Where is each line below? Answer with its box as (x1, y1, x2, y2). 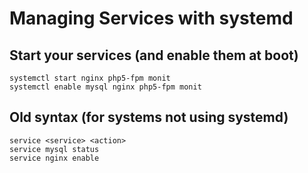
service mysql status (9, 144, 100, 154)
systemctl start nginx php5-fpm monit (9, 73, 171, 83)
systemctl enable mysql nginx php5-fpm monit (9, 82, 202, 92)
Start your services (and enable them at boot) (9, 47, 299, 64)
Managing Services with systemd (9, 7, 294, 30)
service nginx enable (9, 153, 100, 163)
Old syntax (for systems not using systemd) (9, 109, 289, 126)
